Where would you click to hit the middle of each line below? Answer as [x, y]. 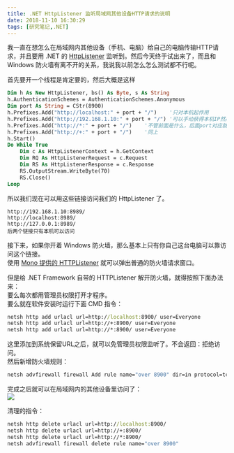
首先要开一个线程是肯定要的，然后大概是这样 [71, 80]
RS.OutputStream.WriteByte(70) [65, 171]
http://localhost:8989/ [42, 217]
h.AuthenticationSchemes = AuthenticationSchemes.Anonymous [96, 100]
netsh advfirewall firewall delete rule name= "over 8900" [93, 444]
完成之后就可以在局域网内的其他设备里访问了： [74, 389]
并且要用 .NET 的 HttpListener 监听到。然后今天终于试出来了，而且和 [118, 56]
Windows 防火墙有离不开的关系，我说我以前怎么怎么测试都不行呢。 [104, 65]
